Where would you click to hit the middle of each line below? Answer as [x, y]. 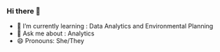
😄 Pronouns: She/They [50, 41]
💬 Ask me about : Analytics [56, 33]
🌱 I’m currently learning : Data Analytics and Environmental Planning [115, 26]
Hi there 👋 [24, 11]
